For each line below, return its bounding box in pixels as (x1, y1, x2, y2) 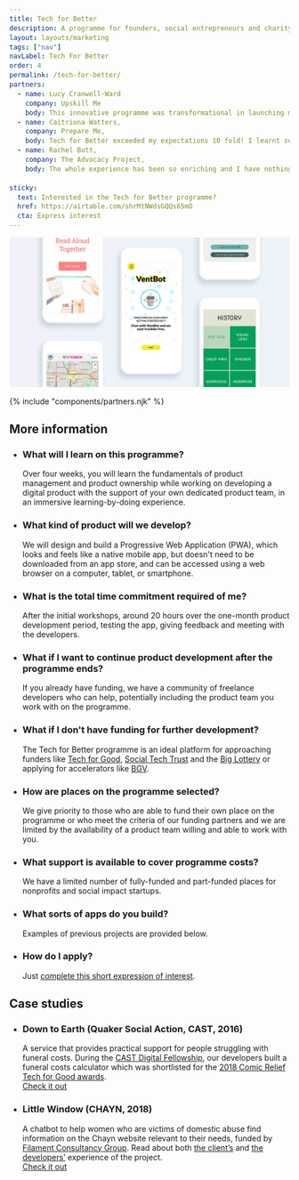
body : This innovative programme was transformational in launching (25, 108, 285, 117)
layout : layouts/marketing (9, 33, 109, 42)
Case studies (9, 997, 84, 1012)
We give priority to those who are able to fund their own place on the (21, 805, 275, 816)
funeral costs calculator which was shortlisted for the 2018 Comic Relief (21, 1062, 287, 1072)
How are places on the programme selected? (21, 785, 220, 797)
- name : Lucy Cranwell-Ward (17, 89, 122, 98)
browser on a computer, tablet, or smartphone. (21, 568, 194, 578)
